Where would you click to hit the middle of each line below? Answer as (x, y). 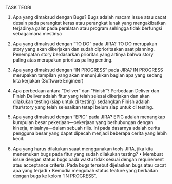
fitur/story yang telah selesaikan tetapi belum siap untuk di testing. (83, 107)
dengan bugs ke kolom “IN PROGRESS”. (55, 176)
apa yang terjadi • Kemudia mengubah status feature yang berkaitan (85, 170)
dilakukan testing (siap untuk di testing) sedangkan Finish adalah (81, 101)
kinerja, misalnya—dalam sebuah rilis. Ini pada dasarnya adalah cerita (86, 128)
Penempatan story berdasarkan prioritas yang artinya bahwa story (83, 54)
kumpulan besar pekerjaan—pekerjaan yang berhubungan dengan (83, 122)
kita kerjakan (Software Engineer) (48, 81)
